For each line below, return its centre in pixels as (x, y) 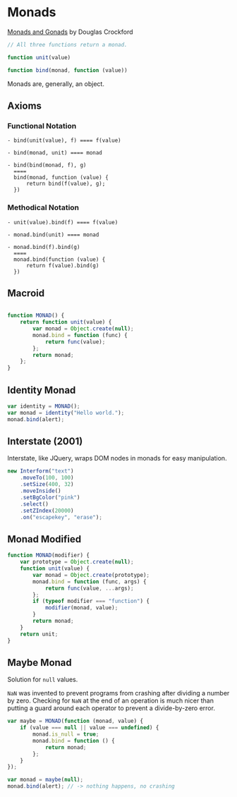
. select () (35, 504)
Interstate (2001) (45, 442)
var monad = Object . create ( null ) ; (83, 329)
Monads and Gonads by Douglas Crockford (70, 32)
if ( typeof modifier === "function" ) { (91, 601)
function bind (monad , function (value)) (68, 70)
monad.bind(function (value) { (60, 259)
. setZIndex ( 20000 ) (47, 511)
